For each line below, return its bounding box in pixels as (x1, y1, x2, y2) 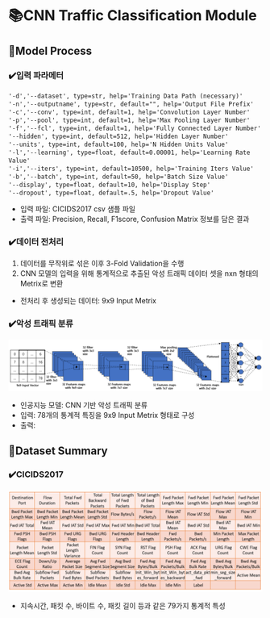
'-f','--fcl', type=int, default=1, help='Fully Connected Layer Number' (8, 124, 262, 132)
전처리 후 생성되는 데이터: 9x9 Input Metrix (19, 296, 157, 306)
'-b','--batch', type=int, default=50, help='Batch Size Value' (8, 173, 229, 181)
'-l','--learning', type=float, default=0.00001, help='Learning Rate (8, 148, 251, 157)
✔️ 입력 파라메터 (8, 69, 64, 81)
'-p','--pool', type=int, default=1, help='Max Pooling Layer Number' (8, 116, 251, 124)
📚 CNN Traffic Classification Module (8, 6, 258, 25)
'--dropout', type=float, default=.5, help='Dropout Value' (8, 189, 215, 197)
